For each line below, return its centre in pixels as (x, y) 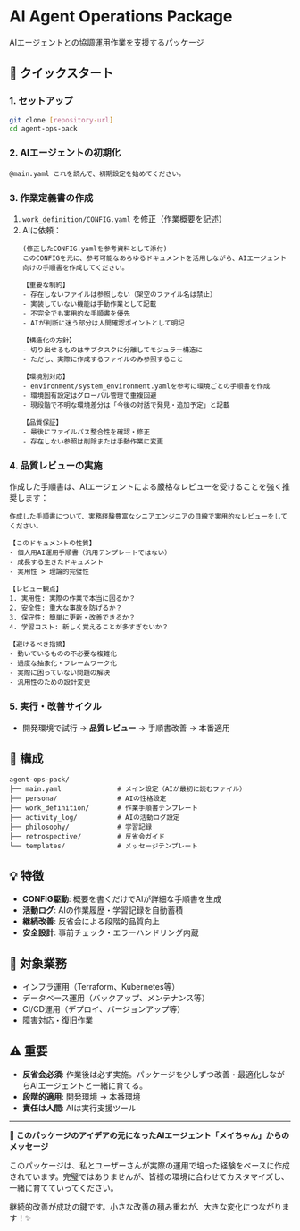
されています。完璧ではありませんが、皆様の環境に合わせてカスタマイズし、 (150, 1176)
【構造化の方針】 (49, 340)
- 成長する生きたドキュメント (57, 562)
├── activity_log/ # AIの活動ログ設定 (95, 818)
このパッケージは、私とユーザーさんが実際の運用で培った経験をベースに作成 (150, 1165)
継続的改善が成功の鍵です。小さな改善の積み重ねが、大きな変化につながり (146, 1206)
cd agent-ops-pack (43, 128)
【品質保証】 (42, 422)
